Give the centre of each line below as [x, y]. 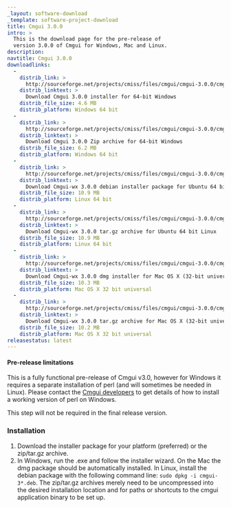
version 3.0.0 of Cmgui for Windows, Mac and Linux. [90, 45]
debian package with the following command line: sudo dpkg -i [107, 475]
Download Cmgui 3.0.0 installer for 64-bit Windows [101, 97]
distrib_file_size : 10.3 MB [59, 283]
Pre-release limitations [41, 362]
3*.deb [26, 483]
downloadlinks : [29, 65]
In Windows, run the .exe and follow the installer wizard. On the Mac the [119, 460]
